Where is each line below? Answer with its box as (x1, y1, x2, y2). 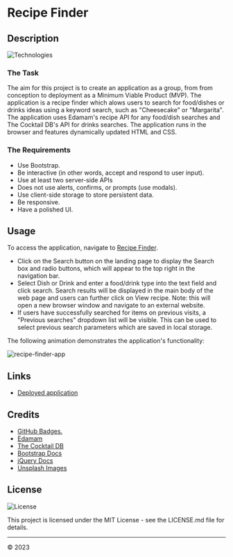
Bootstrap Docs (17, 449, 62, 458)
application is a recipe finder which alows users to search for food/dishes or (7, 98, 225, 107)
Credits (7, 409, 40, 421)
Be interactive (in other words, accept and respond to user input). (17, 168, 205, 177)
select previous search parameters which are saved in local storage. (17, 324, 213, 332)
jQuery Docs (17, 457, 53, 465)
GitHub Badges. (17, 427, 63, 436)
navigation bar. (17, 272, 60, 280)
